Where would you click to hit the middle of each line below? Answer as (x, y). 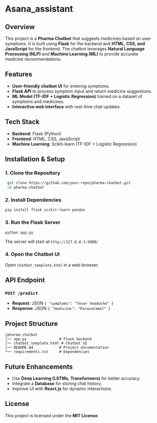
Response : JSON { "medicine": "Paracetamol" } (61, 309)
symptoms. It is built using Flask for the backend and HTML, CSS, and (75, 44)
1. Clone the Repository (33, 173)
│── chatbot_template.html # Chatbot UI (46, 343)
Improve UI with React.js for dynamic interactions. (62, 389)
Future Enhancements (39, 366)
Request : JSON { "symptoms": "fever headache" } (63, 303)
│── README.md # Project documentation (57, 348)
